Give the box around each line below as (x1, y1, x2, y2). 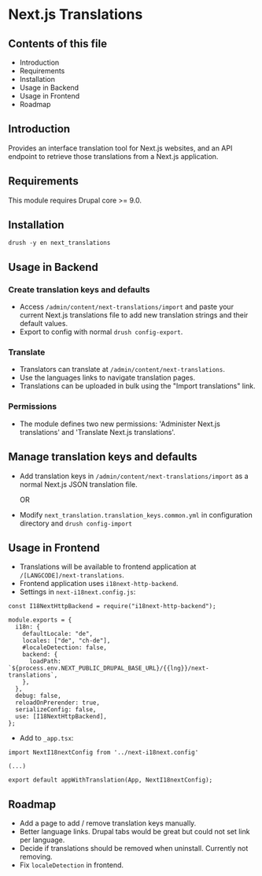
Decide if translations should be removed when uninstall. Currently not (19, 844, 249, 853)
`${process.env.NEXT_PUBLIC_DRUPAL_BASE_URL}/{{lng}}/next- (8, 664, 210, 673)
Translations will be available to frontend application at (19, 562, 197, 572)
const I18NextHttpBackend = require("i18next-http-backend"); (8, 603, 216, 611)
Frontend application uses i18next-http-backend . (19, 579, 179, 588)
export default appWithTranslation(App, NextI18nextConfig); (8, 776, 213, 785)
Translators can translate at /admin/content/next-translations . (19, 365, 226, 374)
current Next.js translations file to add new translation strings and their (19, 310, 249, 320)
